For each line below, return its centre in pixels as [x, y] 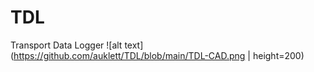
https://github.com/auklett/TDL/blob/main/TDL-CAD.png [129, 55]
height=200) [278, 55]
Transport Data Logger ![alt [66, 45]
